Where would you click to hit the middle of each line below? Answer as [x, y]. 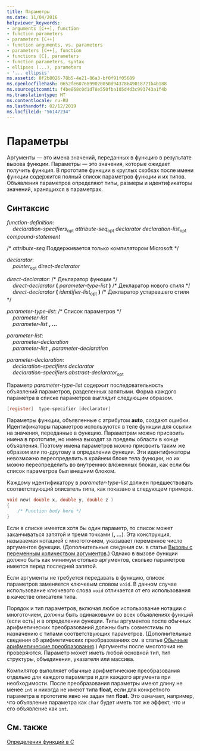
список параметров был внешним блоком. [61, 471]
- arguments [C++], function [43, 28]
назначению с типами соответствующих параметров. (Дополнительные [99, 633]
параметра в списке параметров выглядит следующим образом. [90, 398]
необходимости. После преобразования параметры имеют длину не [95, 683]
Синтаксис [28, 208]
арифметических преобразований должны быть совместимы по [89, 627]
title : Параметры [28, 12]
